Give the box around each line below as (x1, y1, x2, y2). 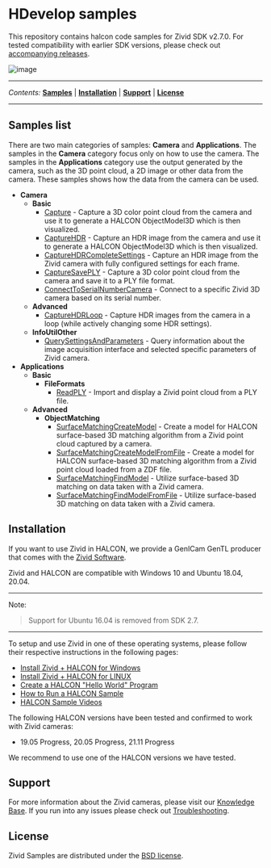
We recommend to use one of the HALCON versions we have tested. (8, 753, 236, 762)
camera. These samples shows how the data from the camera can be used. (8, 174, 260, 184)
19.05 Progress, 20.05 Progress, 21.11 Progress (19, 736, 175, 747)
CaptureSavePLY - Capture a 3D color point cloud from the (44, 267, 240, 277)
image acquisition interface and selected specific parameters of (44, 344, 256, 354)
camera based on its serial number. (44, 292, 161, 303)
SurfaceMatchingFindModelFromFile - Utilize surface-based (56, 490, 256, 500)
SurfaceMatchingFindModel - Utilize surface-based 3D (56, 473, 240, 483)
